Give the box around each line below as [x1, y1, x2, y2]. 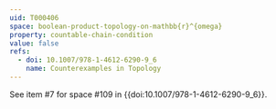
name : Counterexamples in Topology [26, 64, 162, 74]
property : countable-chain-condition [9, 30, 154, 39]
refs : [9, 47, 30, 56]
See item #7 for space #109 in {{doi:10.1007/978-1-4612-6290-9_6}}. [9, 88, 268, 100]
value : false [9, 38, 59, 48]
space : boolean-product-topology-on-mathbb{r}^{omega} [9, 22, 223, 31]
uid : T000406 [9, 13, 59, 23]
